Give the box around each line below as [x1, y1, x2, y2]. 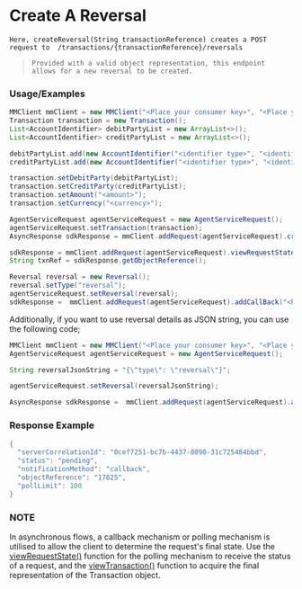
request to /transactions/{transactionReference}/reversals [9, 42, 244, 52]
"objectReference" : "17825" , [17, 473, 127, 482]
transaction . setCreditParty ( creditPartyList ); [9, 182, 187, 192]
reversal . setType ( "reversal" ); [9, 281, 127, 290]
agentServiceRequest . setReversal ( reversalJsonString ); [9, 381, 219, 391]
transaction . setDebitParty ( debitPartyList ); [9, 174, 179, 183]
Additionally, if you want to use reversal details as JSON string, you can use [9, 314, 289, 325]
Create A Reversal [9, 5, 147, 26]
